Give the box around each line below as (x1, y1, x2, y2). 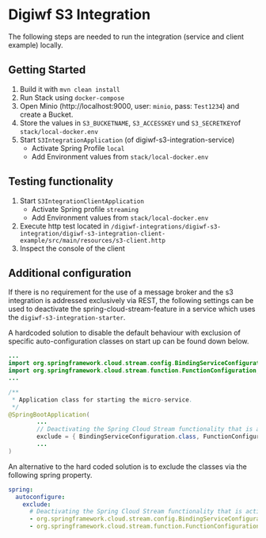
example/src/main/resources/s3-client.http (19, 236, 166, 244)
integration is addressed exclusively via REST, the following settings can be (8, 296, 254, 306)
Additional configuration (8, 266, 132, 279)
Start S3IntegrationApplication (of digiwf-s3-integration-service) (19, 135, 235, 144)
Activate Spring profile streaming (31, 204, 139, 213)
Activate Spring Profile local (31, 143, 125, 152)
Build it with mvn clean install (19, 84, 120, 94)
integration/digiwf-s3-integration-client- (19, 229, 166, 237)
